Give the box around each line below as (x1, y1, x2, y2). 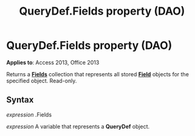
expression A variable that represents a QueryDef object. (6, 123, 150, 130)
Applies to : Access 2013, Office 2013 (6, 59, 100, 66)
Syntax (6, 95, 34, 105)
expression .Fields (6, 111, 52, 118)
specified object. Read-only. (6, 77, 77, 84)
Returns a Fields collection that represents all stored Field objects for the (6, 70, 190, 77)
